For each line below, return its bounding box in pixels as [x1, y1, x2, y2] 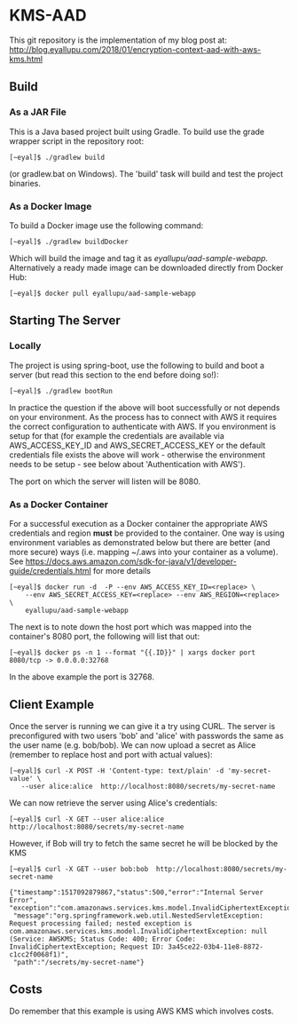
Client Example [9, 697, 95, 712]
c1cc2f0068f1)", [9, 950, 69, 959]
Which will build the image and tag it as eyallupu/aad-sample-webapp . [9, 252, 269, 263]
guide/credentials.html [9, 565, 91, 576]
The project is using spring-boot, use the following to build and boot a [9, 360, 264, 370]
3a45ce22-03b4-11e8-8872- [168, 942, 264, 951]
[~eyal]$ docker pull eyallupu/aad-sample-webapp [9, 289, 197, 298]
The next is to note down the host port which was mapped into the [9, 621, 252, 632]
